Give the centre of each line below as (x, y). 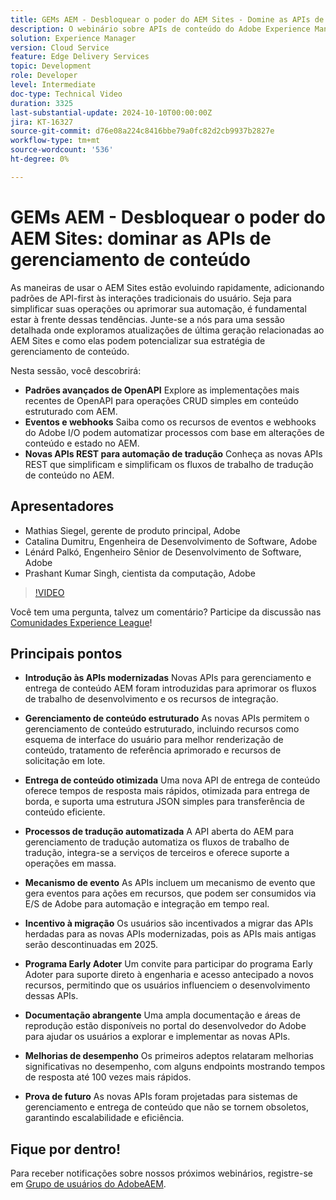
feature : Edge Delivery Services (80, 57)
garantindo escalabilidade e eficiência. (104, 1118)
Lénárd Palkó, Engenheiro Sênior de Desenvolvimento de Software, (163, 552)
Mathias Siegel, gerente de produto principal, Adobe (132, 530)
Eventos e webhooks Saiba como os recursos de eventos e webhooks (170, 422)
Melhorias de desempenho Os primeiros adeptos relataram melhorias (169, 1056)
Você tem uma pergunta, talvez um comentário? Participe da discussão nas (166, 612)
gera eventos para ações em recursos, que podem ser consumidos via (170, 893)
